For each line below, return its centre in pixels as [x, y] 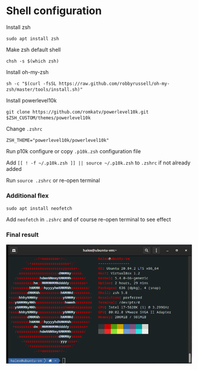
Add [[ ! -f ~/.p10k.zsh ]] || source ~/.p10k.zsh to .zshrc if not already [98, 163]
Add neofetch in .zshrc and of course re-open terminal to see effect [88, 220]
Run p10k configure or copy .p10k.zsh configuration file [74, 151]
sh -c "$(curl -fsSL [32, 84]
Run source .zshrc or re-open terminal [53, 180]
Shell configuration [54, 11]
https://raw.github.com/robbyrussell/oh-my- [114, 84]
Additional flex [27, 196]
